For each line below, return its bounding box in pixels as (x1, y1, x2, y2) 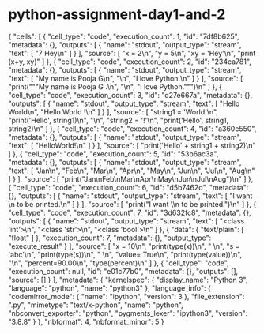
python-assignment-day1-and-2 (8, 6, 226, 24)
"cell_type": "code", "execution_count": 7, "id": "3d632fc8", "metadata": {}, (8, 208, 251, 217)
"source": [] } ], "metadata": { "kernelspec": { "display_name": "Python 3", (8, 275, 248, 284)
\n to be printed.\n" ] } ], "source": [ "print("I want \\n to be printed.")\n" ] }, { (8, 199, 257, 208)
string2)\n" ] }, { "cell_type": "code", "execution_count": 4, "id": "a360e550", (8, 124, 257, 133)
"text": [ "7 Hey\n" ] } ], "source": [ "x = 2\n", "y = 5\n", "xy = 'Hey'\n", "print (8, 48, 256, 58)
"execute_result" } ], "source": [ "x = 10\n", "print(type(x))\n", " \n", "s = (8, 241, 240, 250)
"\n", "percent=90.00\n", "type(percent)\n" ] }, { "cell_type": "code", (8, 258, 229, 268)
